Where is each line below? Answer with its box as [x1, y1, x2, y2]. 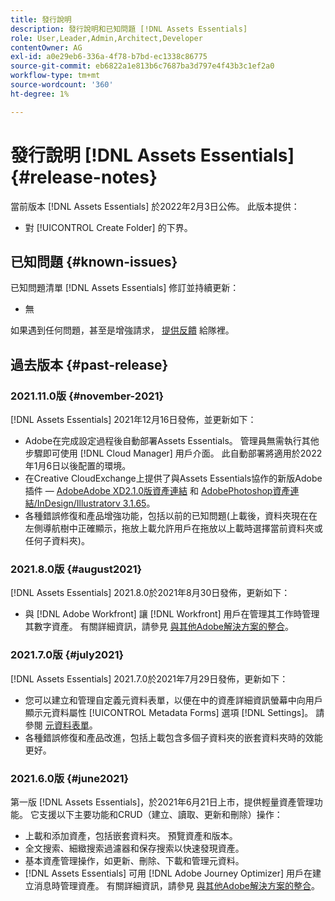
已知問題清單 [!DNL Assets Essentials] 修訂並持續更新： [10, 282, 240, 294]
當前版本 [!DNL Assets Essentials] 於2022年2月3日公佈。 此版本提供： [10, 200, 300, 212]
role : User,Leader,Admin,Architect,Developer [10, 33, 203, 43]
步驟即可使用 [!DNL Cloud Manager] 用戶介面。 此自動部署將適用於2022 [24, 447, 323, 460]
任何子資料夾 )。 [24, 535, 90, 547]
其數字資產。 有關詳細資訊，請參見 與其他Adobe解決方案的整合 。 [24, 621, 295, 633]
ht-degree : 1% [10, 89, 70, 99]
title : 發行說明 [10, 14, 72, 25]
